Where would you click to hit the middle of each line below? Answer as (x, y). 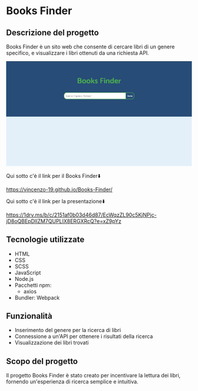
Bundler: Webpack (37, 297)
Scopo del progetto (42, 361)
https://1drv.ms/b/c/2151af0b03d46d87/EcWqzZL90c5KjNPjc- (82, 215)
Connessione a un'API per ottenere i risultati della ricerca (84, 336)
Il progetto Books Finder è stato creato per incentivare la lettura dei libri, (93, 376)
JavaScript (28, 273)
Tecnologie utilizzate (45, 240)
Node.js (24, 279)
